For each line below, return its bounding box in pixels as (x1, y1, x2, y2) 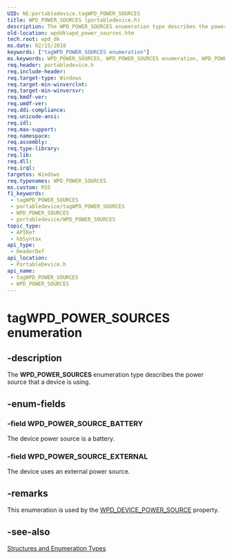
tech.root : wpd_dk (7, 36, 60, 43)
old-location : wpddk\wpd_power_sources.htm (7, 29, 135, 37)
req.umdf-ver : (7, 100, 48, 107)
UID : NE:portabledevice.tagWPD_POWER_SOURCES (7, 10, 140, 17)
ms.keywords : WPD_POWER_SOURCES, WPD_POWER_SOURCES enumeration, (7, 55, 199, 62)
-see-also (7, 526, 50, 538)
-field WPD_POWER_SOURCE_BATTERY (7, 419, 144, 428)
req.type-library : (7, 145, 60, 152)
